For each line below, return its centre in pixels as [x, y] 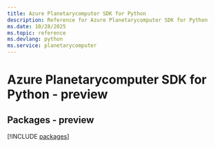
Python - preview [58, 95]
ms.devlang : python [35, 39]
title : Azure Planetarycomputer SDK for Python [77, 13]
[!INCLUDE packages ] [38, 136]
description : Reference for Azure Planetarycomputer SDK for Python [107, 20]
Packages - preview [51, 120]
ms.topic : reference [37, 33]
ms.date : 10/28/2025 [37, 26]
